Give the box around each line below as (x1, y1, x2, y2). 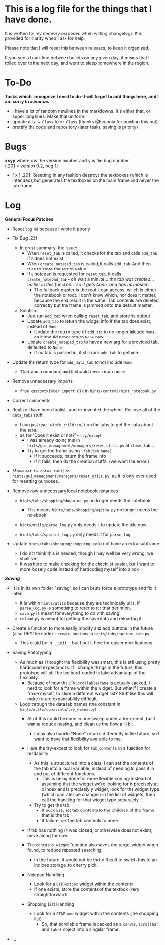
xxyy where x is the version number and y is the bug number (5, 157, 129, 163)
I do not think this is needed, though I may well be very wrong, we (19, 550, 154, 556)
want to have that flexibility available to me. (34, 736, 122, 742)
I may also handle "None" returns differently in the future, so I (34, 730, 159, 736)
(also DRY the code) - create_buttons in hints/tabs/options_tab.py (12, 630, 150, 636)
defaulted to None (27, 344, 62, 350)
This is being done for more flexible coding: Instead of (41, 776, 152, 781)
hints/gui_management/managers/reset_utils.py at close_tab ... (27, 442, 154, 448)
